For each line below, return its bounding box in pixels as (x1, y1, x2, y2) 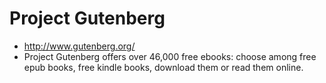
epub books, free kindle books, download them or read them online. (23, 61, 304, 73)
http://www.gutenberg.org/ (23, 40, 136, 52)
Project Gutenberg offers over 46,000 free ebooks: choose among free (23, 50, 317, 62)
